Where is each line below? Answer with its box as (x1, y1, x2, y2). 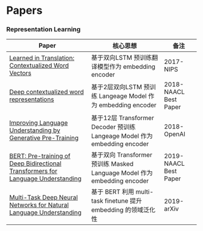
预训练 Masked (91, 160, 134, 168)
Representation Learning (6, 25, 81, 34)
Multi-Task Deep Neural (9, 194, 79, 202)
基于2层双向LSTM (91, 83, 143, 91)
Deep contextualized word (9, 88, 84, 97)
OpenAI (164, 130, 185, 139)
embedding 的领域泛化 (91, 206, 156, 214)
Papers (6, 4, 43, 17)
